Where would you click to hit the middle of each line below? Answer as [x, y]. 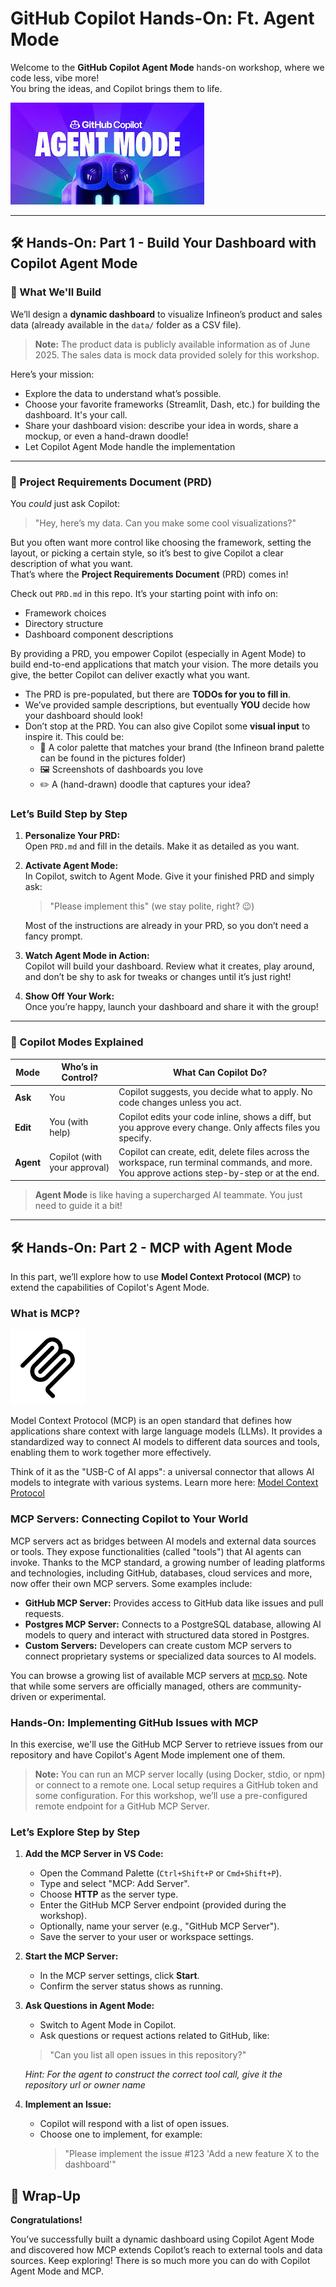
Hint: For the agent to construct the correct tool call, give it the [153, 2074]
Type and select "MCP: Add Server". [114, 1884]
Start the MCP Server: [71, 1956]
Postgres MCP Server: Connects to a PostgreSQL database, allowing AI [173, 1624]
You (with [69, 1122]
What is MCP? [45, 1313]
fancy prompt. [53, 936]
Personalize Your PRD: [72, 836]
